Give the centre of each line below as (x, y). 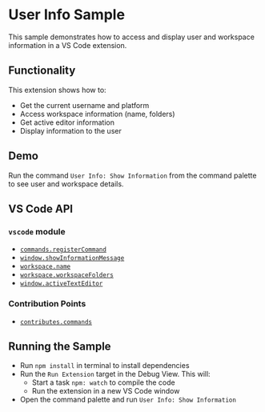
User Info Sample (67, 15)
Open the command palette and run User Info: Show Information (128, 400)
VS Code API (41, 208)
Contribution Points (47, 304)
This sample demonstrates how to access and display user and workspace (131, 37)
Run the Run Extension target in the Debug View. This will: (115, 374)
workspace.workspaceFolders (66, 275)
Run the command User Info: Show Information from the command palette (132, 175)
